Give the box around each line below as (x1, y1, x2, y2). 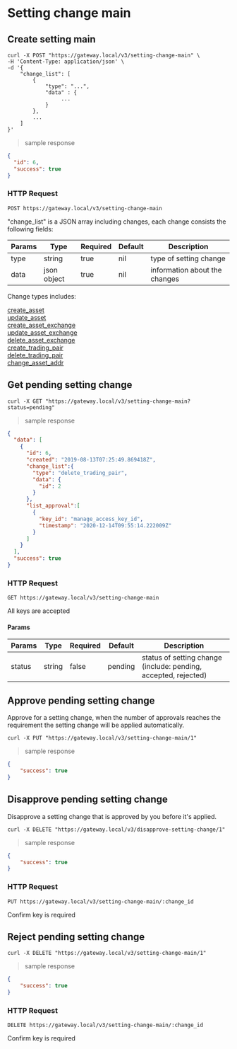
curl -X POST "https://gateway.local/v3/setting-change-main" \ (7, 52, 200, 59)
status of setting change (142, 653, 222, 663)
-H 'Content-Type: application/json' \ (7, 58, 125, 65)
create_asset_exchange (7, 321, 76, 329)
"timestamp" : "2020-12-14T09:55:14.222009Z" (38, 522, 172, 529)
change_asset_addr (7, 358, 64, 367)
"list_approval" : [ (25, 503, 80, 510)
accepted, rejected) (142, 670, 207, 680)
